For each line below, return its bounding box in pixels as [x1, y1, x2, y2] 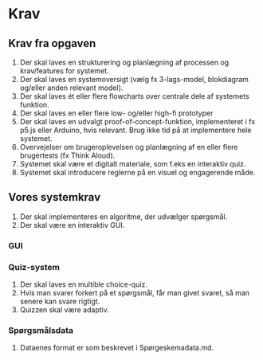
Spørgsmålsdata [8, 324, 74, 335]
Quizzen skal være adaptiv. [19, 305, 109, 315]
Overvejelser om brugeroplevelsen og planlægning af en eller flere [19, 143, 238, 151]
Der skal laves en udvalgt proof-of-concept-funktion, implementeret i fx [19, 117, 256, 126]
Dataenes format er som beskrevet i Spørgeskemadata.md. [19, 343, 214, 353]
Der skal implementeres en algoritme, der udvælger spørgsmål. [19, 212, 228, 221]
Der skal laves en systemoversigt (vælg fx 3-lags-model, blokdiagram [19, 75, 249, 84]
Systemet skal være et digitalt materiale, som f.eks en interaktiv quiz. [19, 159, 246, 168]
